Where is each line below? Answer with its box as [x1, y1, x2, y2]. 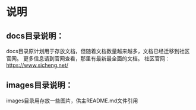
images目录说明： [6, 80, 73, 90]
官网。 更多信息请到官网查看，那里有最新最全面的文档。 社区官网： [6, 55, 170, 62]
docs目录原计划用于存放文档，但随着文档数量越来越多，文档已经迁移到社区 [6, 48, 190, 54]
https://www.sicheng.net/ [6, 62, 69, 69]
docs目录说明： [6, 31, 64, 41]
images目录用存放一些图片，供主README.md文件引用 [6, 97, 138, 104]
